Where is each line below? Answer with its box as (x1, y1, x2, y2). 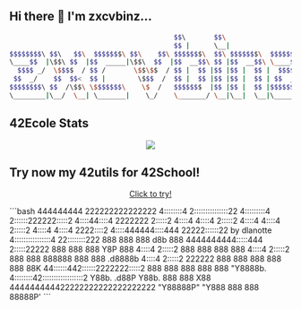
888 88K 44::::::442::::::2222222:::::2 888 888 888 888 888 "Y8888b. (9, 263, 267, 274)
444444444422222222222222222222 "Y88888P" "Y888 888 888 (9, 282, 260, 293)
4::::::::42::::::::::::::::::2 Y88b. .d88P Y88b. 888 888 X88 (9, 272, 211, 283)
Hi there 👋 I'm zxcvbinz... (9, 9, 152, 24)
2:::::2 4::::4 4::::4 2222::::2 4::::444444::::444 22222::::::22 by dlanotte (9, 225, 272, 236)
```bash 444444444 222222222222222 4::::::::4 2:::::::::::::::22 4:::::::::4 (9, 206, 271, 217)
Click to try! (129, 189, 172, 200)
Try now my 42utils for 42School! (9, 165, 201, 180)
